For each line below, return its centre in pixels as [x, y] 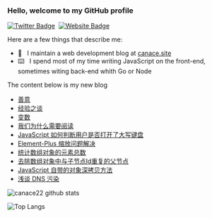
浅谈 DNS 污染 [39, 179]
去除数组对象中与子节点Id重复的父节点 [73, 162]
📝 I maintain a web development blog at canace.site [94, 53]
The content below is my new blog [58, 85]
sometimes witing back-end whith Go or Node [84, 71]
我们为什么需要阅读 [46, 126]
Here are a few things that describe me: [65, 40]
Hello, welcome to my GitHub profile [71, 11]
